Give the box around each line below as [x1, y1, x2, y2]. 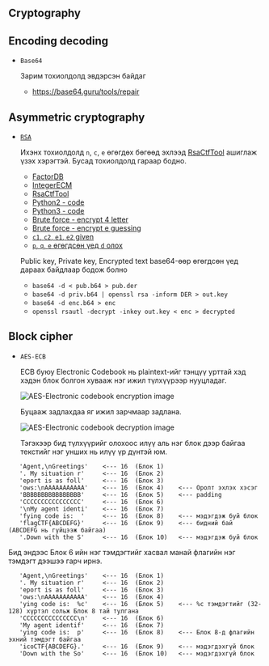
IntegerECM [32, 180, 73, 190]
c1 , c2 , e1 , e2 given [32, 232, 95, 242]
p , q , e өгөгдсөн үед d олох [32, 240, 124, 250]
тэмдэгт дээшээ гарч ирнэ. [8, 556, 103, 566]
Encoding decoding [8, 34, 109, 48]
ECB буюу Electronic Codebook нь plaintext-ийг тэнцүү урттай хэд [19, 367, 246, 376]
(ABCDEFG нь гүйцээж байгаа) [8, 526, 107, 534]
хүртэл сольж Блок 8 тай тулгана [26, 607, 139, 615]
